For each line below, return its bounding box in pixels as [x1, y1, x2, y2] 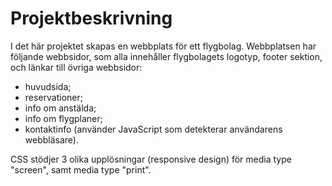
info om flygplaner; [24, 112, 103, 124]
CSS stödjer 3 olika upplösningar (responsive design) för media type [10, 153, 292, 165]
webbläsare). [24, 133, 79, 146]
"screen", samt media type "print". [10, 163, 152, 176]
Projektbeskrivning [10, 7, 173, 30]
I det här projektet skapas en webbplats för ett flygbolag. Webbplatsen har [10, 40, 317, 52]
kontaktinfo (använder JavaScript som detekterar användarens [24, 123, 283, 135]
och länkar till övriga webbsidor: [10, 61, 143, 73]
